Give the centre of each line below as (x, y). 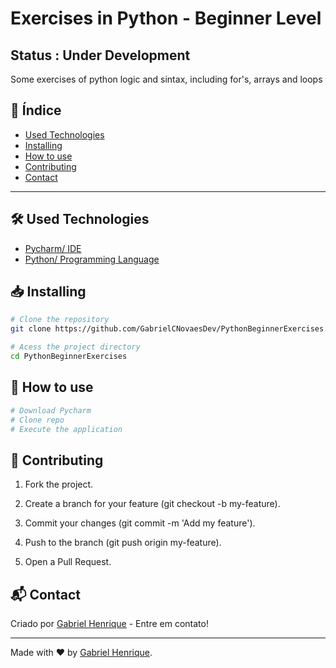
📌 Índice (36, 110)
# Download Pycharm (51, 410)
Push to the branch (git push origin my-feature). (123, 543)
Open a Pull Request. (68, 562)
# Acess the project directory (75, 347)
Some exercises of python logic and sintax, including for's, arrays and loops (166, 79)
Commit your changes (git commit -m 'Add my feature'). (140, 523)
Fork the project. (59, 484)
